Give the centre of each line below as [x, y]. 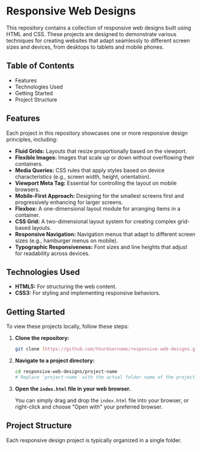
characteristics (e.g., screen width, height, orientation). [83, 176]
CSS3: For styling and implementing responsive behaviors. [88, 293]
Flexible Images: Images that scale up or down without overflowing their [105, 157]
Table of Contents [40, 66]
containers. [29, 164]
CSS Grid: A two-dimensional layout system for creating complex [95, 221]
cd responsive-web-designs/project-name [66, 372]
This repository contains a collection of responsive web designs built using [99, 28]
